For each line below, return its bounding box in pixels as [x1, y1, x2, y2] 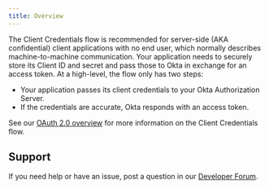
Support [8, 150, 51, 164]
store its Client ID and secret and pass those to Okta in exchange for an [8, 60, 247, 70]
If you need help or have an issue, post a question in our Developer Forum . [8, 172, 258, 182]
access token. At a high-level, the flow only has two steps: [8, 68, 204, 78]
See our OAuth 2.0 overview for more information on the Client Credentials [8, 117, 258, 127]
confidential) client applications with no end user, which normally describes [8, 42, 262, 53]
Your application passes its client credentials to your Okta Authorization [20, 85, 260, 94]
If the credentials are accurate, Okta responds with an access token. [20, 102, 249, 112]
